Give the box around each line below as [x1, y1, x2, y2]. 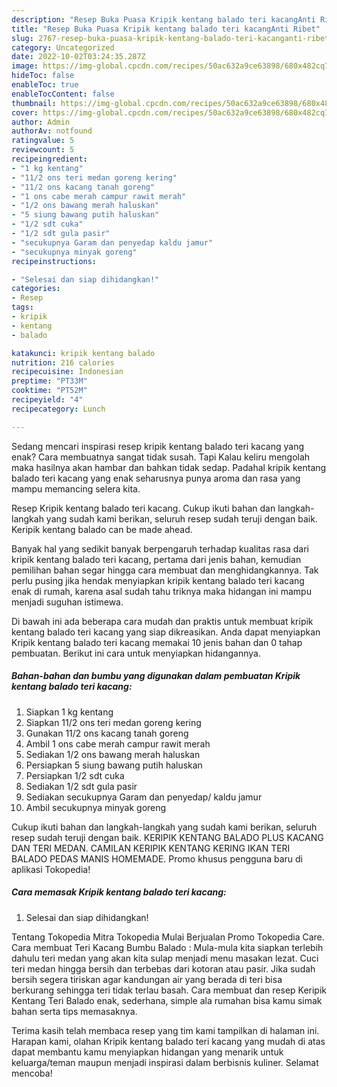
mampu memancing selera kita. [11, 482, 141, 495]
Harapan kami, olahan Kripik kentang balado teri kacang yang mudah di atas [11, 1035, 326, 1047]
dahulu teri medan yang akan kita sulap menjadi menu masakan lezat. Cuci [11, 952, 319, 964]
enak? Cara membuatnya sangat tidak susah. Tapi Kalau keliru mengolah [11, 451, 311, 463]
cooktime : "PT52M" [11, 386, 88, 396]
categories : [11, 284, 61, 294]
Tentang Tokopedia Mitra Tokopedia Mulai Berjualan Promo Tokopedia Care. [11, 931, 325, 943]
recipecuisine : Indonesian [11, 367, 124, 377]
